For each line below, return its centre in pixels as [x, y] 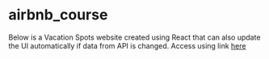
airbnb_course [58, 15]
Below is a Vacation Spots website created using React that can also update [134, 37]
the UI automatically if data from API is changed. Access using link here [127, 45]
